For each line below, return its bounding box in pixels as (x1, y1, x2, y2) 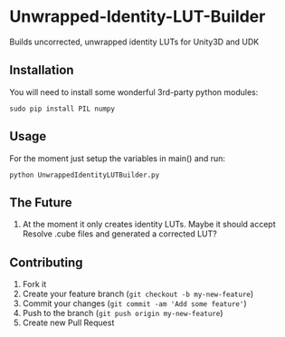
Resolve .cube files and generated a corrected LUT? (22, 228, 217, 239)
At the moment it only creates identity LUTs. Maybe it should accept (22, 219, 276, 230)
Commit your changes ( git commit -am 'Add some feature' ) (22, 298, 247, 309)
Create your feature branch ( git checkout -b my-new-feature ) (22, 288, 254, 300)
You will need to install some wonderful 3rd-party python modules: (9, 86, 259, 97)
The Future (9, 195, 72, 210)
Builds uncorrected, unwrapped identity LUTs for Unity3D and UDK (9, 36, 260, 47)
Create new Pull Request (22, 317, 115, 328)
